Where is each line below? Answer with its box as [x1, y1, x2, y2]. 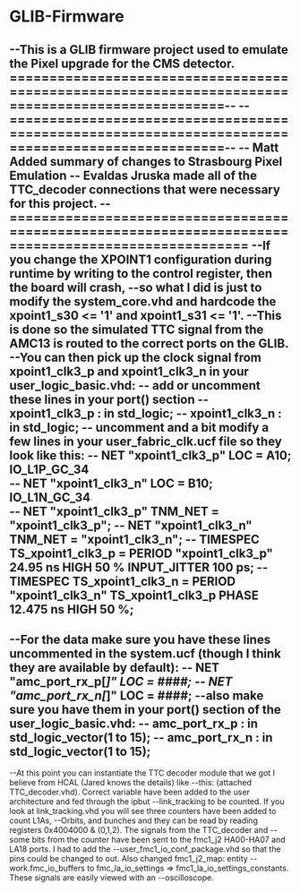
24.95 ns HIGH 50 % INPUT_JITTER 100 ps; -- [9, 560, 269, 575]
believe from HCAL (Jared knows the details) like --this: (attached [9, 777, 253, 788]
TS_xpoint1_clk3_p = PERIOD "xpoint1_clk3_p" [9, 545, 273, 561]
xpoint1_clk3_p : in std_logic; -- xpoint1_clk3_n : [9, 406, 282, 421]
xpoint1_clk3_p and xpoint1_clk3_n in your [9, 364, 249, 379]
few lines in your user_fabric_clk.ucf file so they [9, 433, 282, 449]
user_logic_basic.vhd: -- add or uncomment [9, 378, 261, 393]
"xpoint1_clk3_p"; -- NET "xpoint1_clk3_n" [9, 518, 253, 533]
